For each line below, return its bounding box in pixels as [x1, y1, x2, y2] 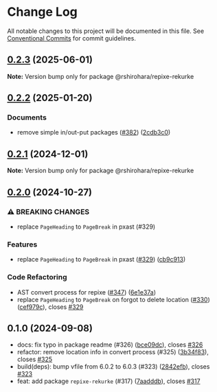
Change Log [7, 4, 78, 20]
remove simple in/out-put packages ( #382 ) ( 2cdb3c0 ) [16, 128, 171, 137]
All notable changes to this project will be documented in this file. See [7, 27, 205, 35]
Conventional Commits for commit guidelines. [7, 34, 136, 42]
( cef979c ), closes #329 [16, 303, 84, 311]
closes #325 [16, 355, 53, 364]
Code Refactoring [7, 273, 67, 282]
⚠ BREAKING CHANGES [7, 207, 90, 216]
